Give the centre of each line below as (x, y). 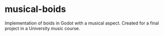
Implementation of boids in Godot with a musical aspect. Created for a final (82, 23)
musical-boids (35, 9)
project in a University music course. (42, 28)
